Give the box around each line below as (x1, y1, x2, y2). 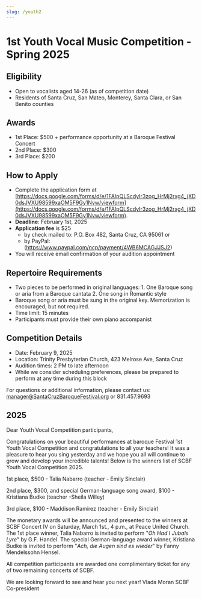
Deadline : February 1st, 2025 (14, 218, 87, 226)
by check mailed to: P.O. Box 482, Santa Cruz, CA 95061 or (23, 231, 170, 238)
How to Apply (6, 170, 58, 181)
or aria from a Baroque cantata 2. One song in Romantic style (14, 290, 167, 297)
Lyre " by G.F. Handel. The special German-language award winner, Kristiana (6, 535, 195, 543)
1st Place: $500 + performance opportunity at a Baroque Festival (14, 134, 176, 141)
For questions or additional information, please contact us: (6, 386, 151, 393)
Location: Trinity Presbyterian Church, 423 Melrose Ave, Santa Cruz (14, 355, 183, 363)
